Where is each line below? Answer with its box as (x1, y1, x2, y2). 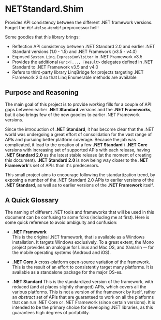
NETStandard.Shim (5, 3, 84, 15)
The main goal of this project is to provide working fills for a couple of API (5, 101, 152, 107)
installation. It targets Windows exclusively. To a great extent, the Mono (12, 239, 154, 245)
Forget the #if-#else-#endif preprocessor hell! (5, 24, 99, 30)
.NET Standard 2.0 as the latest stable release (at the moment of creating (5, 152, 152, 158)
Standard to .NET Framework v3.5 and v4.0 (12, 64, 99, 70)
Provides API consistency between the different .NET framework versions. (5, 19, 153, 25)
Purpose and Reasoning (5, 88, 79, 97)
